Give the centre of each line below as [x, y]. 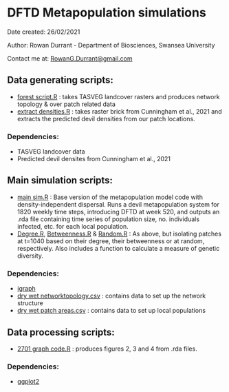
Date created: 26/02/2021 [44, 32]
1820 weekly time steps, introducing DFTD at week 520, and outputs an [118, 212]
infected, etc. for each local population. [73, 226]
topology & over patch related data [66, 104]
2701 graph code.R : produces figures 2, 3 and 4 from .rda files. [107, 349]
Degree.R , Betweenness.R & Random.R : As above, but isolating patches [119, 234]
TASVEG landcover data [51, 152]
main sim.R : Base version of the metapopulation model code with [110, 197]
